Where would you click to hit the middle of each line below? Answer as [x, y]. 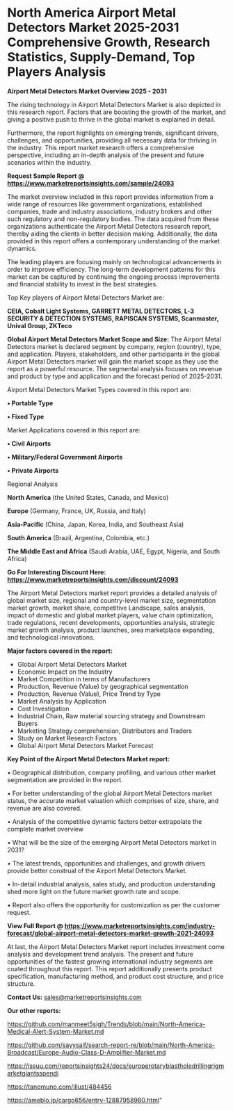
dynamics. [22, 248]
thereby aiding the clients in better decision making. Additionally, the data [112, 234]
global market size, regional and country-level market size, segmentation [112, 600]
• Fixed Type [26, 416]
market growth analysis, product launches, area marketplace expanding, [111, 630]
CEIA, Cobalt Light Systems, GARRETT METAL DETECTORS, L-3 [101, 311]
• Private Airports [33, 470]
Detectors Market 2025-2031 [93, 27]
